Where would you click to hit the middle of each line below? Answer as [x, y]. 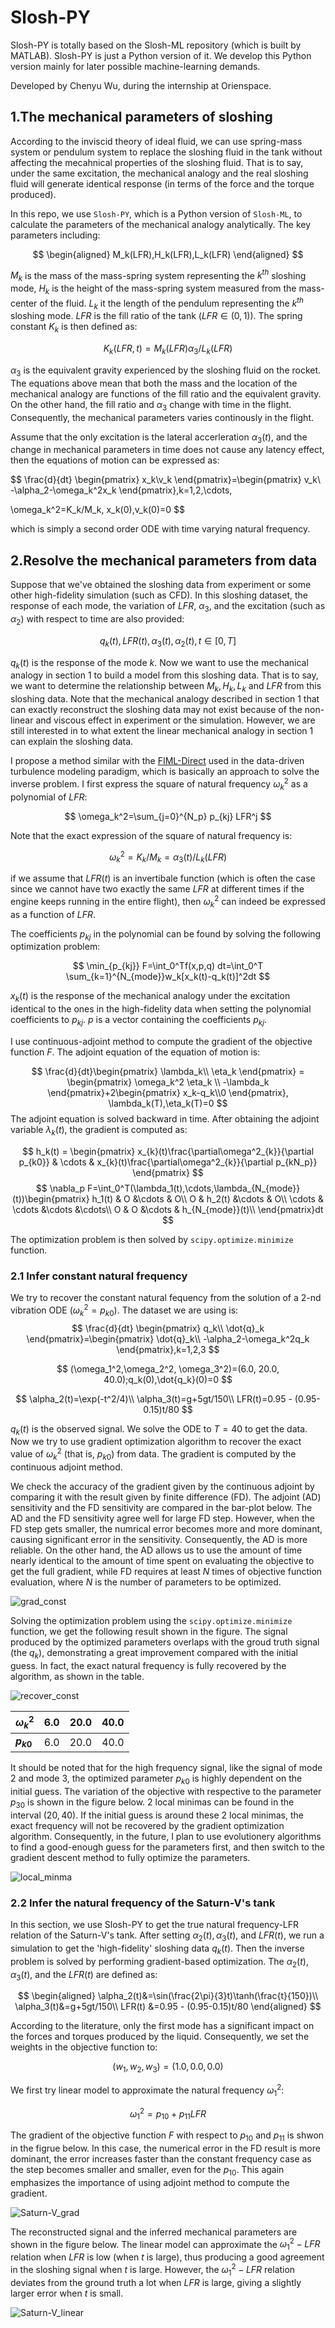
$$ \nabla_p [60, 1188]
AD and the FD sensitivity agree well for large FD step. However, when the [163, 1518]
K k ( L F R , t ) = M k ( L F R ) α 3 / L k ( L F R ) [168, 349]
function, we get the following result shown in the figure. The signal [149, 1631]
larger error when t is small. [67, 2293]
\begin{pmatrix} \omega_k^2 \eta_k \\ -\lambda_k [168, 1082]
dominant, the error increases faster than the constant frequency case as [161, 2158]
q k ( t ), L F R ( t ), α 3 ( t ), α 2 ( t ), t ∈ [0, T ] [168, 641]
